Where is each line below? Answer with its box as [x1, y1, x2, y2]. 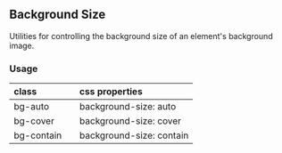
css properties [79, 85, 143, 98]
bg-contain [13, 129, 62, 141]
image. [9, 40, 35, 51]
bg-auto [13, 101, 50, 113]
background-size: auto [79, 101, 177, 113]
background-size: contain [79, 129, 189, 141]
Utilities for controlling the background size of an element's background [9, 30, 274, 41]
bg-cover [13, 115, 55, 127]
